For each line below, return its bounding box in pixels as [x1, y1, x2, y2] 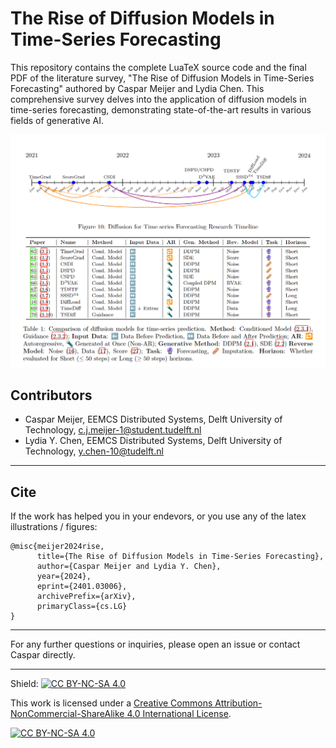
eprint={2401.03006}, [36, 582, 128, 592]
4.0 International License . [126, 708, 232, 720]
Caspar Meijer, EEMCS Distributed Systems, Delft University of [24, 413, 283, 426]
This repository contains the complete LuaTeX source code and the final [10, 61, 307, 73]
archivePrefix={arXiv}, [36, 592, 137, 602]
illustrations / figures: [10, 521, 98, 533]
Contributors [10, 387, 93, 404]
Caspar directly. [10, 649, 76, 661]
